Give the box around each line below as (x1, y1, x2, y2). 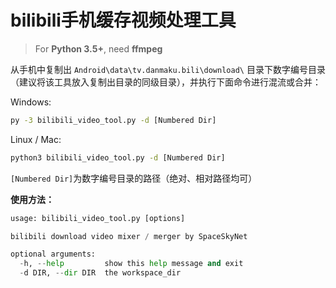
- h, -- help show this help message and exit (19, 259, 244, 269)
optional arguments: (10, 249, 97, 260)
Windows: (10, 96, 52, 108)
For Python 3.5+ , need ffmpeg (34, 42, 163, 55)
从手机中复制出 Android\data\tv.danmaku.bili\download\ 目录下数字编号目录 (10, 63, 326, 75)
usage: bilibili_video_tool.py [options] (10, 213, 186, 223)
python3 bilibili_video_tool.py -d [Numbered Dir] (10, 152, 226, 163)
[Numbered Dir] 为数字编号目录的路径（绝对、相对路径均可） (10, 172, 258, 184)
